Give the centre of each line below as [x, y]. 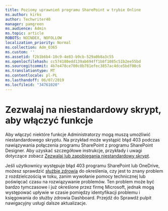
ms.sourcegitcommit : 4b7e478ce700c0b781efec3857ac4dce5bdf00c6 [73, 66]
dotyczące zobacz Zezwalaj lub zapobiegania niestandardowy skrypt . [78, 156]
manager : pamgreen [24, 24]
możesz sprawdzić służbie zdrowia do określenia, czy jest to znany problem [84, 171]
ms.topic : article [24, 33]
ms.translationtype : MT [30, 71]
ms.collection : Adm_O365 [31, 47]
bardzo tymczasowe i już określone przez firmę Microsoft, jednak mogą [80, 187]
